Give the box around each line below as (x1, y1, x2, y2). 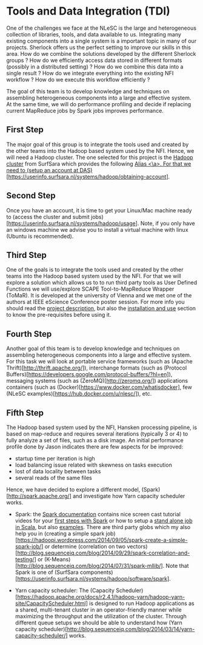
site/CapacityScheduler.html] (15, 599, 88, 607)
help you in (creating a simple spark (15, 530, 105, 537)
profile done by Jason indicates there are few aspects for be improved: (6, 443, 184, 450)
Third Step (6, 250, 47, 260)
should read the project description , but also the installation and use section (6, 305, 196, 312)
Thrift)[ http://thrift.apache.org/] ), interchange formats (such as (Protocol (6, 364, 187, 371)
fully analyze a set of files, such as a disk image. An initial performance (6, 437, 184, 444)
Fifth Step (6, 408, 44, 418)
